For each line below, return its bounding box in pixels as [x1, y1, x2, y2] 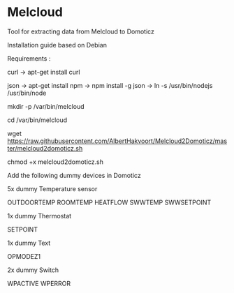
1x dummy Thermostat [7, 211, 72, 220]
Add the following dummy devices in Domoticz [7, 171, 141, 179]
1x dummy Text [7, 239, 51, 247]
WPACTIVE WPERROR [7, 279, 71, 287]
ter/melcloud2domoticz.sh [7, 144, 83, 152]
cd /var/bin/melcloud [7, 116, 68, 124]
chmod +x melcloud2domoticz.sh [7, 158, 103, 166]
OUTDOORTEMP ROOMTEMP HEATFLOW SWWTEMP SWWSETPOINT [7, 198, 212, 206]
